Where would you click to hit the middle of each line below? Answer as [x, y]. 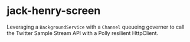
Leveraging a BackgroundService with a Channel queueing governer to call [96, 27]
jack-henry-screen [54, 11]
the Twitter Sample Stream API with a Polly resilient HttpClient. [83, 33]
